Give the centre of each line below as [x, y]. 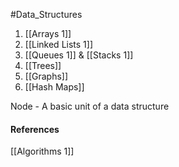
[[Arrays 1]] [48, 33]
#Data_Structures [46, 14]
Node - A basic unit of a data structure [90, 106]
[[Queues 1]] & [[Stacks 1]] [79, 55]
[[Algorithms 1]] [42, 151]
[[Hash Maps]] [54, 87]
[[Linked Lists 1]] [59, 44]
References [35, 129]
